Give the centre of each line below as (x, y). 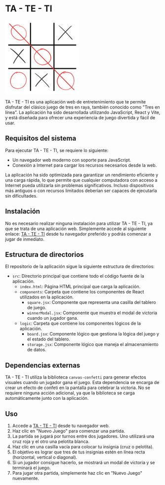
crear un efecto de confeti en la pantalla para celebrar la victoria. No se (78, 388)
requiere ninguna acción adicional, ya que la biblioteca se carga (70, 393)
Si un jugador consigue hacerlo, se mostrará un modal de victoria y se (83, 462)
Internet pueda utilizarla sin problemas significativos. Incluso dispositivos (80, 185)
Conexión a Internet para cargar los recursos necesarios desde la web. (84, 165)
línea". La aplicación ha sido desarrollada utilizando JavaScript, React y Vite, (83, 112)
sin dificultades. (21, 195)
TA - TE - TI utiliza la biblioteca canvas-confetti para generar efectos (76, 377)
